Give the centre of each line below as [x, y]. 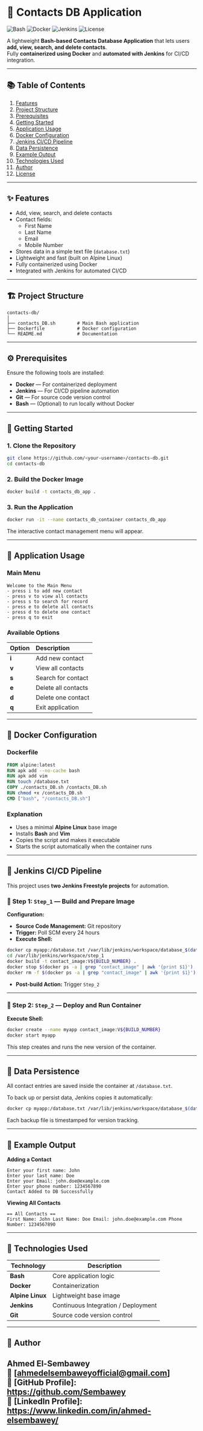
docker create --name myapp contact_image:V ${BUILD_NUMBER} [84, 1029]
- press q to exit [30, 617]
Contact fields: [34, 219]
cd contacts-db [26, 464]
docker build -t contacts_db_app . [52, 492]
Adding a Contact [29, 1160]
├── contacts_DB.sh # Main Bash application [73, 323]
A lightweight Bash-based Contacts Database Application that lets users [98, 40]
